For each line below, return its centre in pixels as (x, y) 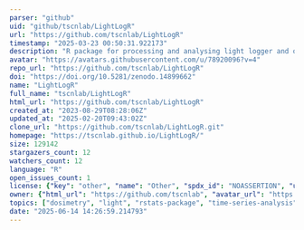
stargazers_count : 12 (50, 152)
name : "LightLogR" (44, 85)
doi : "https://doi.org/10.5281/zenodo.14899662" (103, 77)
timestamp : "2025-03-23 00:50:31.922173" (89, 43)
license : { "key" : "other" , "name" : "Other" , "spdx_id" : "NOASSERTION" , (147, 187)
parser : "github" (42, 18)
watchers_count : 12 (46, 161)
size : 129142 (34, 144)
